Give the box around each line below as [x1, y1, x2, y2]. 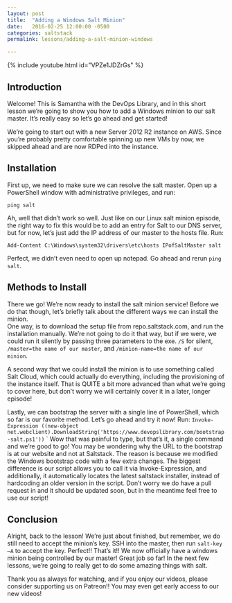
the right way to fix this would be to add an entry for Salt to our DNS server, [7, 221, 222, 229]
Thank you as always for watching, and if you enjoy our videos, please [7, 575, 208, 583]
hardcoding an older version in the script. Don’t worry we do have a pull [7, 479, 212, 487]
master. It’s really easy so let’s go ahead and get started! [7, 114, 168, 122]
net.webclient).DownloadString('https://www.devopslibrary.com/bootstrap [7, 428, 225, 435]
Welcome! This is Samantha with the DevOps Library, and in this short [7, 99, 206, 107]
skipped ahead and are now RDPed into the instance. [7, 142, 159, 150]
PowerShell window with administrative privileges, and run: [7, 188, 175, 196]
